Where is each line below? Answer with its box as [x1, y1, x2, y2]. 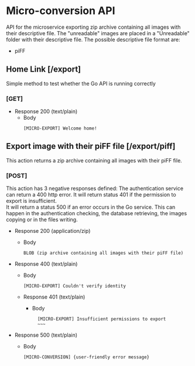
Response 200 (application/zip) [14, 228, 91, 235]
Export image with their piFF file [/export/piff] [6, 141, 176, 151]
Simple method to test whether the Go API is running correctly [6, 80, 156, 87]
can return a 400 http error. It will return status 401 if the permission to [6, 191, 177, 198]
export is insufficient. [6, 198, 57, 205]
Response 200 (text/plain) [14, 108, 78, 115]
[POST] [6, 171, 28, 179]
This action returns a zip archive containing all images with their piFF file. [6, 157, 183, 164]
